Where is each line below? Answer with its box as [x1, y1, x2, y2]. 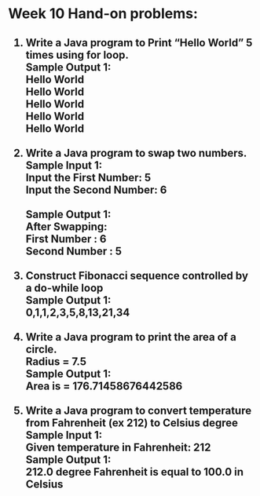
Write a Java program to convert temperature [25, 403, 252, 417]
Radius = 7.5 [25, 355, 87, 368]
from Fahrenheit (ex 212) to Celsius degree [25, 416, 238, 429]
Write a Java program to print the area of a [25, 330, 237, 344]
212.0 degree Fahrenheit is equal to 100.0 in [25, 465, 244, 479]
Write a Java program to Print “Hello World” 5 [25, 36, 253, 49]
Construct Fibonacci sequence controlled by [25, 268, 249, 283]
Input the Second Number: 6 [25, 183, 167, 196]
